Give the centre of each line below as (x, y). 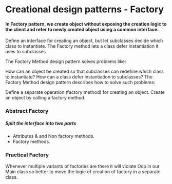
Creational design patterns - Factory (85, 9)
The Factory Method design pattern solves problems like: (66, 62)
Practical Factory (27, 155)
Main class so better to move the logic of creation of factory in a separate (83, 171)
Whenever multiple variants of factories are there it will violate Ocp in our (83, 166)
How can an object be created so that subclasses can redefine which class (85, 71)
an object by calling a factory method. (45, 98)
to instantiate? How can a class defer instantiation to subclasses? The (79, 77)
